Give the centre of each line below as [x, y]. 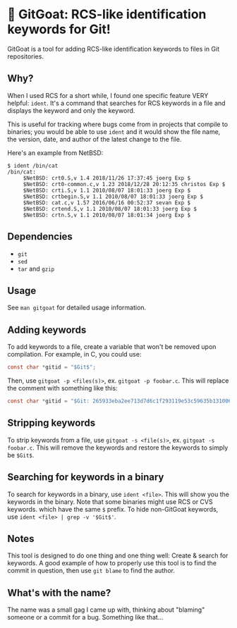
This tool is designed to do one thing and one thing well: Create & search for [118, 555]
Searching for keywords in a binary [86, 478]
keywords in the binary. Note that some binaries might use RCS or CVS [110, 501]
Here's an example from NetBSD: [55, 153]
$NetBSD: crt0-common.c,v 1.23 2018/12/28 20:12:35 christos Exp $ [124, 184]
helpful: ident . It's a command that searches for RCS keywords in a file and [116, 103]
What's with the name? [59, 592]
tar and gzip [36, 269]
